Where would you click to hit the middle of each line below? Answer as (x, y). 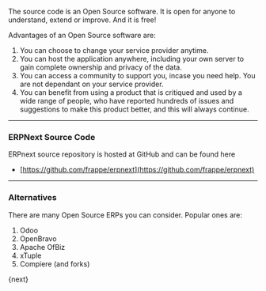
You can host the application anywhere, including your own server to (132, 59)
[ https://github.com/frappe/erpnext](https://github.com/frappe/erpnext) (137, 170)
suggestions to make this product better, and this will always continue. (134, 109)
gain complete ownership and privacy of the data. (101, 67)
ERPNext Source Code (52, 137)
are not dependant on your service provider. (91, 84)
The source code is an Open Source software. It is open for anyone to (122, 11)
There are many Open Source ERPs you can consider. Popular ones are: (125, 215)
